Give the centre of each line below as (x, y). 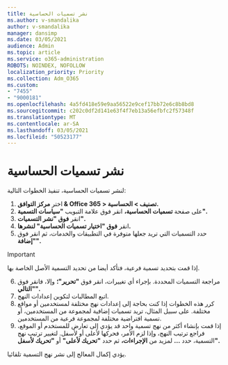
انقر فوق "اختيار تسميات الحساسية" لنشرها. (74, 226)
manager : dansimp (32, 33)
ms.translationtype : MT (42, 117)
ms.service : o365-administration (56, 59)
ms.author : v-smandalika (43, 20)
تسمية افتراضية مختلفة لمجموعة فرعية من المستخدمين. (89, 318)
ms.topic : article (34, 53)
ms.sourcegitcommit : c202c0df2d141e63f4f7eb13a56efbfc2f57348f (101, 111)
